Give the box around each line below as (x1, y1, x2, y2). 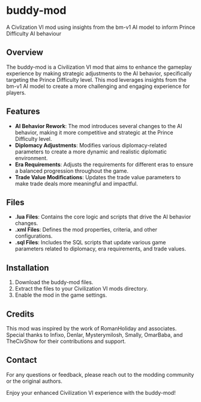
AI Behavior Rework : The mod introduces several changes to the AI (14, 122, 182, 129)
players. (6, 88, 26, 96)
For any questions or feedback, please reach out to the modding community (6, 371, 194, 378)
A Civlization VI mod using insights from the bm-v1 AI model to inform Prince (6, 23, 196, 31)
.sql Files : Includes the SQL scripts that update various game (14, 239, 166, 246)
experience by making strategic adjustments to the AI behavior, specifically (6, 70, 192, 77)
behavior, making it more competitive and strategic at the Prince (14, 129, 173, 136)
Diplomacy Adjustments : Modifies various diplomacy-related (14, 141, 167, 149)
